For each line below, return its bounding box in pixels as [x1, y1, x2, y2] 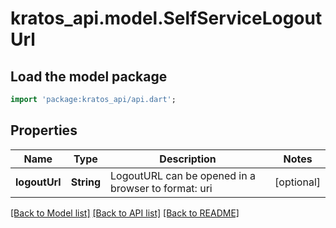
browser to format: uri [110, 181, 213, 195]
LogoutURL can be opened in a [110, 168, 256, 182]
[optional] [274, 175, 321, 189]
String [70, 175, 102, 189]
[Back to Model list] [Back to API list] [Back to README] [10, 207, 240, 219]
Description [159, 152, 217, 166]
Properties [10, 122, 78, 139]
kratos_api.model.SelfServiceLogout [10, 7, 323, 30]
